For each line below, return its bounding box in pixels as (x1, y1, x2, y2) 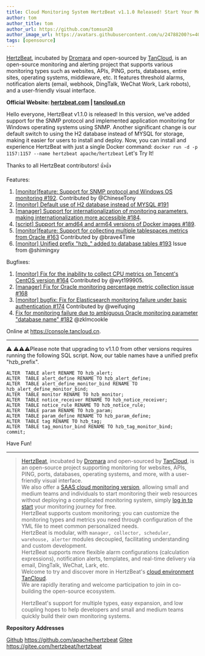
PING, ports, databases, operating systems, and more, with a (21, 470, 175, 478)
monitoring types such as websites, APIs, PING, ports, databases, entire (6, 67, 187, 74)
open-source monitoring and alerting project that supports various (6, 61, 173, 68)
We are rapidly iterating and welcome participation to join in (21, 581, 171, 588)
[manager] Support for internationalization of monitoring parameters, (15, 208, 189, 214)
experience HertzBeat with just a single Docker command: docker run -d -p (6, 143, 198, 150)
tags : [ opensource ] (6, 37, 56, 43)
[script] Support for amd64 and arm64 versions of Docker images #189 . (15, 221, 196, 227)
